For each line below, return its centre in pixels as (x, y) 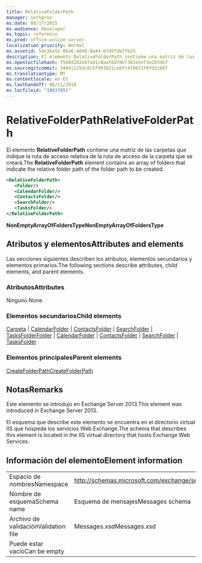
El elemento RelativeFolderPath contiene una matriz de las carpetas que (96, 150)
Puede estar (26, 544)
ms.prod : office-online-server (45, 40)
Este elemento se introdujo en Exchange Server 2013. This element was (94, 404)
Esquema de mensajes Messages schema (133, 501)
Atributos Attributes (35, 287)
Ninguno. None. (25, 301)
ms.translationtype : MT (36, 74)
